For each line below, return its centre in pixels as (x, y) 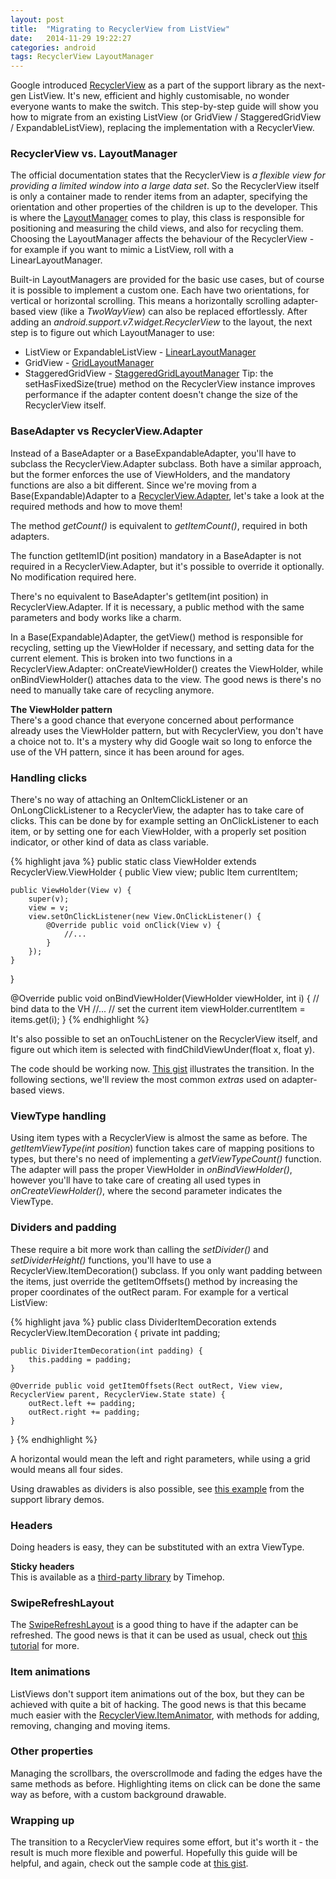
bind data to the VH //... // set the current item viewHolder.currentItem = (158, 1009)
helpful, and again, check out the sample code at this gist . (129, 1863)
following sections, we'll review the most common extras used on (145, 1080)
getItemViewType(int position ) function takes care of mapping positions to (162, 1148)
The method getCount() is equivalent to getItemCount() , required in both (159, 525)
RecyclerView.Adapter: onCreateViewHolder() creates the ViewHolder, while (167, 668)
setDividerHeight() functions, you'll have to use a (111, 1260)
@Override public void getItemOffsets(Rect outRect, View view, (147, 1386)
